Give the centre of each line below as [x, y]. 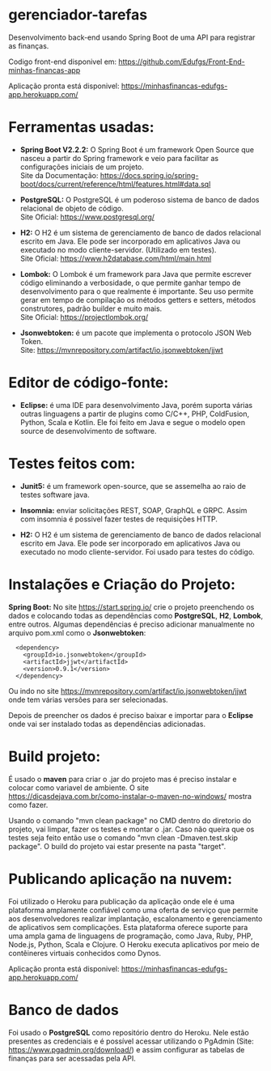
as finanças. [29, 45]
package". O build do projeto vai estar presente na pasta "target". [117, 846]
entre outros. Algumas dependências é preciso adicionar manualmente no [131, 624]
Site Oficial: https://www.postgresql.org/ [87, 217]
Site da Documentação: [59, 175]
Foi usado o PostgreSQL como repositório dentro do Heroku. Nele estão [129, 1032]
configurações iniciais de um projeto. [82, 167]
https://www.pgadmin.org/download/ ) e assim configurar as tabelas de [127, 1049]
